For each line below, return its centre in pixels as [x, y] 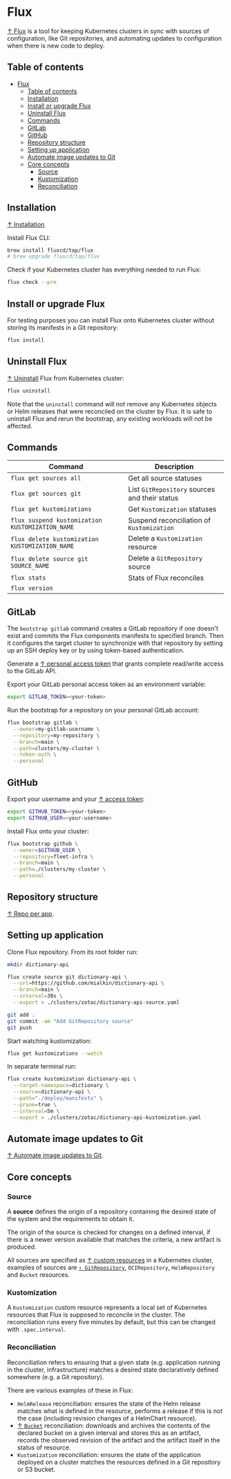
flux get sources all [46, 478]
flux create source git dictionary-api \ [67, 977]
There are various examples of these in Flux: [70, 1390]
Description [174, 467]
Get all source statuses [165, 479]
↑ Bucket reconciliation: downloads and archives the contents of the [114, 1425]
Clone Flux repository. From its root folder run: [73, 952]
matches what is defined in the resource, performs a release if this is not [120, 1411]
